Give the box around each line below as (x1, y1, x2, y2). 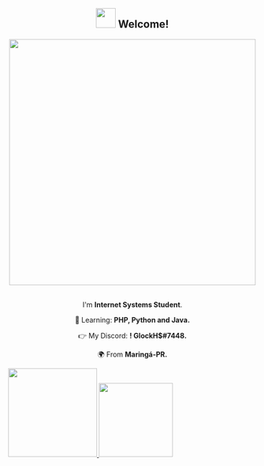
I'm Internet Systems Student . (82, 300, 183, 309)
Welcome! (117, 17, 169, 31)
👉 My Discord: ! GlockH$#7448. (77, 331, 188, 340)
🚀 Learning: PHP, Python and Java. (74, 315, 191, 324)
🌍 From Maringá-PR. (97, 349, 168, 359)
